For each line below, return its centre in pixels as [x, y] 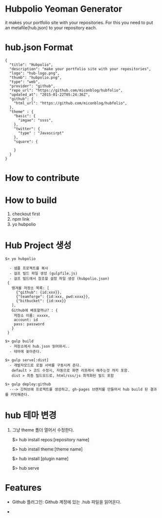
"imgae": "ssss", [36, 120]
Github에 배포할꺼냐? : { [35, 310]
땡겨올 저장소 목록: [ [30, 288]
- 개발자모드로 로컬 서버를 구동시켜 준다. [45, 365]
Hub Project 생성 [38, 246]
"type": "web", [25, 82]
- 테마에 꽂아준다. [26, 352]
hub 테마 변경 [31, 415]
